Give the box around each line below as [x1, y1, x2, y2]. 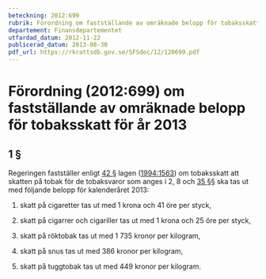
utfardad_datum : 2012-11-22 [8, 33, 101, 42]
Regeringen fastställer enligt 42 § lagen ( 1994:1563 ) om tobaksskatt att [8, 168, 240, 178]
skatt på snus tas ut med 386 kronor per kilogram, [19, 247, 184, 255]
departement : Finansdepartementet [8, 26, 123, 34]
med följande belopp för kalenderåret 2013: [8, 185, 150, 194]
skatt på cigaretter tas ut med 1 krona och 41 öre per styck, [19, 201, 212, 209]
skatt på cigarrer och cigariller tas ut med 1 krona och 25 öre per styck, [19, 216, 252, 225]
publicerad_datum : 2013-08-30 [8, 41, 108, 49]
